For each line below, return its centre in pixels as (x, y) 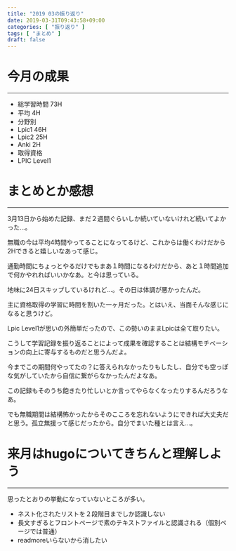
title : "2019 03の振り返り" (46, 14)
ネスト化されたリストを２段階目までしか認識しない (91, 514)
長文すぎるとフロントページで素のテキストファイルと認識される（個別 (119, 522)
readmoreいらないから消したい (62, 540)
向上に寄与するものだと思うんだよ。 (78, 352)
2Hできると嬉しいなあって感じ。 (54, 251)
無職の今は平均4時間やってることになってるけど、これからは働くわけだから (117, 242)
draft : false (26, 40)
